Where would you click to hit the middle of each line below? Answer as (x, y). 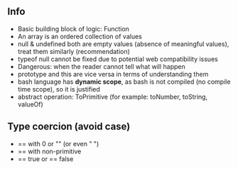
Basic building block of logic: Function (74, 28)
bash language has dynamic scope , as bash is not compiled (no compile (124, 82)
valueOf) (31, 104)
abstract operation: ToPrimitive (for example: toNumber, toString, (113, 97)
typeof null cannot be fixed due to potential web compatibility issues (118, 59)
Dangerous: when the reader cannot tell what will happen (102, 66)
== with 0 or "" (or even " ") (58, 143)
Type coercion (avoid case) (69, 127)
